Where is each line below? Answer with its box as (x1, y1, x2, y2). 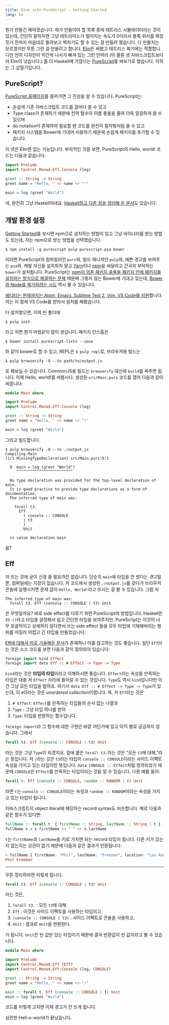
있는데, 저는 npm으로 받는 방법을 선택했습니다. (10, 236, 102, 243)
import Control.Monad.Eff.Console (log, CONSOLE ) (5, 967, 112, 972)
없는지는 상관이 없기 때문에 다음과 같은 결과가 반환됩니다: (10, 842, 122, 849)
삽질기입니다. (16, 64, 42, 71)
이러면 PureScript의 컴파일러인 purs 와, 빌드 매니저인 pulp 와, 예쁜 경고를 (5, 256, 147, 262)
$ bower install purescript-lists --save (5, 339, 94, 344)
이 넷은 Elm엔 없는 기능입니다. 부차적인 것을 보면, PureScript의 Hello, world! (5, 146, 156, 152)
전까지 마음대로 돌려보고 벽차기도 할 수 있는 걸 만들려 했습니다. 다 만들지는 (14, 39, 159, 45)
